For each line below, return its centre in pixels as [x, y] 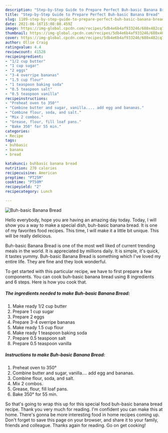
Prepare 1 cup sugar [33, 311]
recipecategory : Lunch [29, 192]
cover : [12, 38]
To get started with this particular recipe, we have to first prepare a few [78, 271]
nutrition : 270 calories [31, 168]
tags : [11, 140]
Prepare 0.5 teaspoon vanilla [42, 343]
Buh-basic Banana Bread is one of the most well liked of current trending [80, 245]
